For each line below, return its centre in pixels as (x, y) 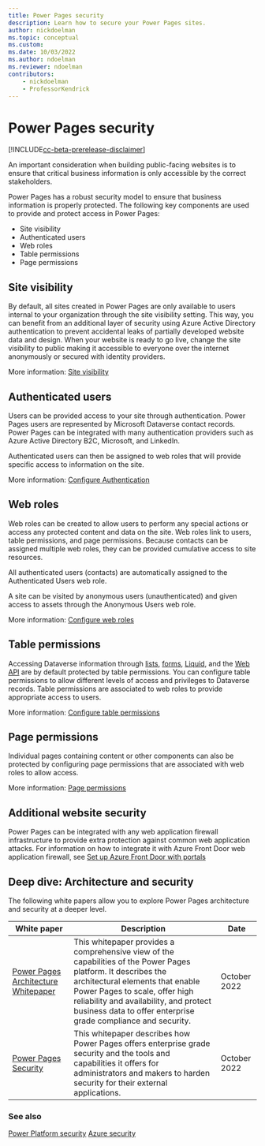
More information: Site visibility (58, 372)
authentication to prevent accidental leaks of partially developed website (126, 331)
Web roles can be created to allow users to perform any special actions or (128, 523)
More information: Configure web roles (71, 619)
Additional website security (78, 813)
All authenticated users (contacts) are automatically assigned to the (118, 572)
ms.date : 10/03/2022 (42, 52)
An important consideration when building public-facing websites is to (122, 165)
